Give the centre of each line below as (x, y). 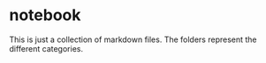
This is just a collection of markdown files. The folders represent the (133, 39)
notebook (45, 15)
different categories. (46, 48)
